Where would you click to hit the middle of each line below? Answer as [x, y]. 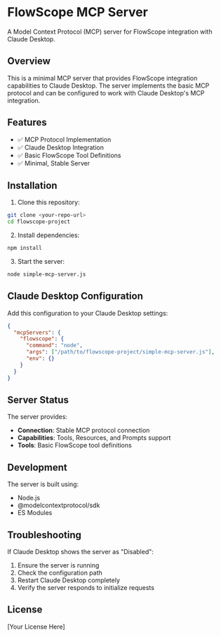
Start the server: [41, 261]
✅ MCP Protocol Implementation [64, 139]
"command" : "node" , [54, 346]
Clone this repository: [48, 202]
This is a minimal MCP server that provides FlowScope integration [102, 78]
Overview [29, 61]
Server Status [38, 400]
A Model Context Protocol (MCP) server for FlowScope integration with [110, 32]
